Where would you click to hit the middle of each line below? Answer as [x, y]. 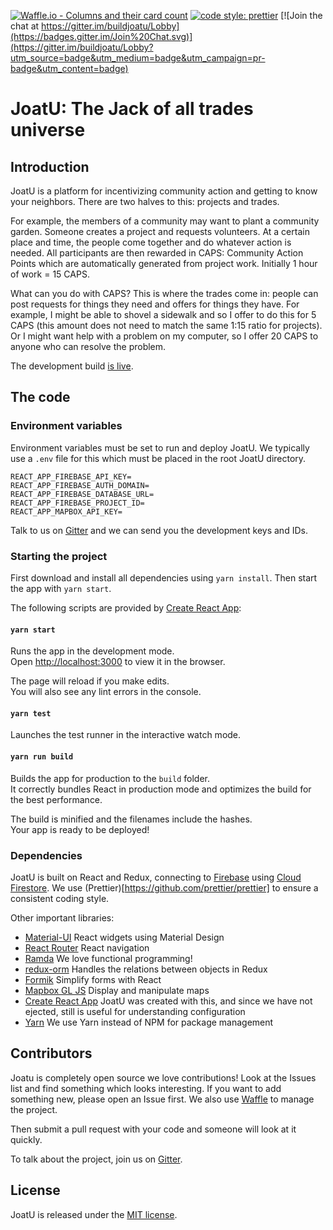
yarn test [31, 713]
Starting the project [59, 556]
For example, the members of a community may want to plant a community [165, 221]
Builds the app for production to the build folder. [110, 778]
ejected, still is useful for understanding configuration [135, 1011]
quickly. [26, 1139]
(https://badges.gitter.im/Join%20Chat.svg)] [101, 36]
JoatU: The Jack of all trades [132, 109]
